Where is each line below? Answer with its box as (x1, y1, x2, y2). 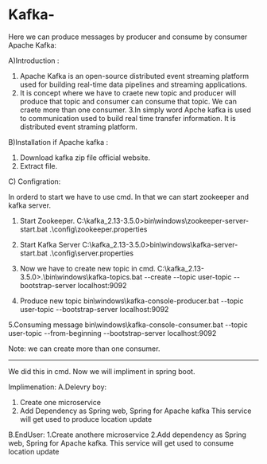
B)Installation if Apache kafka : (8, 137, 109, 146)
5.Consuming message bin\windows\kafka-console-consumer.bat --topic (8, 320, 248, 329)
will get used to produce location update (19, 414, 153, 423)
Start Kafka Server (19, 240, 81, 249)
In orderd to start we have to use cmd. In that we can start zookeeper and (8, 192, 249, 201)
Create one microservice (19, 397, 102, 407)
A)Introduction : (8, 56, 60, 65)
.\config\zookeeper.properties (48, 224, 148, 234)
